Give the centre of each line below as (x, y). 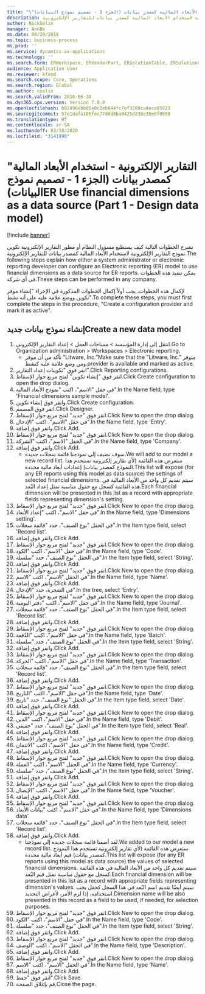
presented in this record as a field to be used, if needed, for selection (111, 900)
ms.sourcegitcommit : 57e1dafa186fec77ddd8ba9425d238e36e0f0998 (89, 114)
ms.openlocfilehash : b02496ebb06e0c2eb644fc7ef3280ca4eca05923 (89, 108)
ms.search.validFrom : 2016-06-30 (49, 97)
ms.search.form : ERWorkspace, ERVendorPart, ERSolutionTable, (87, 63)
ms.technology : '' (30, 57)
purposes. (37, 906)
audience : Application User (43, 68)
